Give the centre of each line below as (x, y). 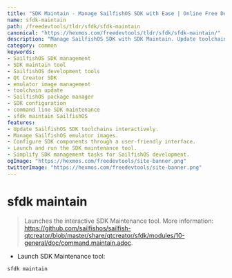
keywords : (21, 52)
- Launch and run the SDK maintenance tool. (72, 148)
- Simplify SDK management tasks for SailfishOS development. (98, 155)
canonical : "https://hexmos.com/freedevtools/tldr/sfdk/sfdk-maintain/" (114, 33)
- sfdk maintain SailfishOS (48, 116)
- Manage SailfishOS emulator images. (63, 135)
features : (21, 122)
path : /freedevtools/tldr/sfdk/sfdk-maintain (74, 26)
